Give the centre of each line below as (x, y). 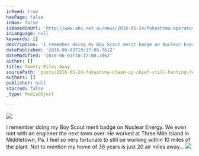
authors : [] (21, 77)
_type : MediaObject (30, 94)
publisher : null (26, 83)
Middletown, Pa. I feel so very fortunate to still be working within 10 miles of (98, 139)
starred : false (25, 89)
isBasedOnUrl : (24, 28)
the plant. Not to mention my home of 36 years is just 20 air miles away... (95, 147)
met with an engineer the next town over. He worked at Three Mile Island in (98, 133)
